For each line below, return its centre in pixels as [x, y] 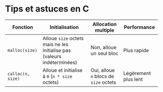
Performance [139, 27]
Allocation [105, 24]
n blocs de [102, 76]
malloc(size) [23, 50]
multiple [105, 30]
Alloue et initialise [63, 70]
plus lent [133, 79]
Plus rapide [136, 50]
